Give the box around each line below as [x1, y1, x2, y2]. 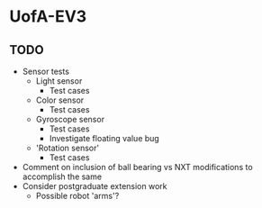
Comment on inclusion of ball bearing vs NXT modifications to [22, 162, 254, 172]
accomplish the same [22, 171, 102, 182]
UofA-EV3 [9, 6, 87, 27]
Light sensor [35, 76, 83, 86]
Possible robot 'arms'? [35, 191, 120, 201]
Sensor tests [22, 66, 70, 77]
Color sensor [35, 95, 85, 105]
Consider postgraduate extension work [22, 181, 167, 191]
